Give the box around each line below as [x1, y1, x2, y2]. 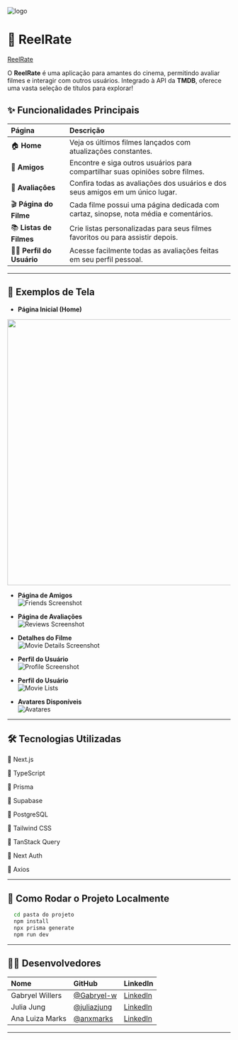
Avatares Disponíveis [17, 697, 82, 706]
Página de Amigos [17, 591, 73, 599]
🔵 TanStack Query [7, 838, 60, 846]
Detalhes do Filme [17, 634, 72, 642]
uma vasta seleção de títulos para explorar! [7, 84, 133, 92]
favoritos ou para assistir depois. [69, 233, 178, 243]
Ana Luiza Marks [11, 1013, 67, 1023]
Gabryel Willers [11, 990, 62, 1000]
